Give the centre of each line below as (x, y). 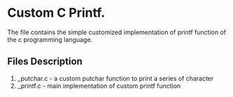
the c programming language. (50, 39)
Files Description (45, 62)
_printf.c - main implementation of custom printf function (99, 86)
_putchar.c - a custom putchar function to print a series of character (115, 78)
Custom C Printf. (56, 13)
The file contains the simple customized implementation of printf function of (117, 32)
